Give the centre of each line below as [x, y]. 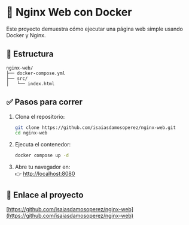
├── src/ [17, 78]
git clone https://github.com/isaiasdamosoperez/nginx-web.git [95, 127]
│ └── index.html [31, 83]
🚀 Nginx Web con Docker [69, 12]
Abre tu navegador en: [42, 167]
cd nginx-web [31, 133]
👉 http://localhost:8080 [45, 174]
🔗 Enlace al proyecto [45, 195]
